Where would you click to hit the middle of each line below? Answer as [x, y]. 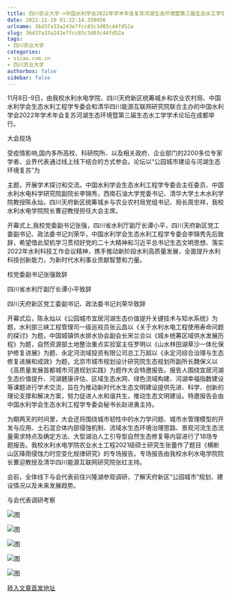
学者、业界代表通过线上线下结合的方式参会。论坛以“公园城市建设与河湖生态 [114, 162]
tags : [15, 39]
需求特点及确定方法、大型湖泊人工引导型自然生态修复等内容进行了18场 [112, 436]
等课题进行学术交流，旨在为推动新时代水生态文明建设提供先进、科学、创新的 [115, 387]
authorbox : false [32, 71]
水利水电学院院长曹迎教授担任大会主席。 [64, 211]
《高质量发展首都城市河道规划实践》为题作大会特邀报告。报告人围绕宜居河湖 [115, 370]
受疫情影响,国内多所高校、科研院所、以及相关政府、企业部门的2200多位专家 [115, 153]
